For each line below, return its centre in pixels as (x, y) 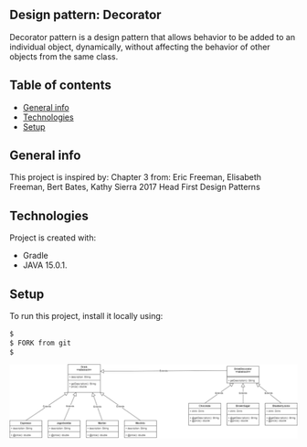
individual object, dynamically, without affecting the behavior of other (140, 47)
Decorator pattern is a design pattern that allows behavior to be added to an (152, 37)
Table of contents (60, 85)
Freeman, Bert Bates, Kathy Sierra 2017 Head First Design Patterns (135, 187)
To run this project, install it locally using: (86, 316)
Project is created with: (53, 238)
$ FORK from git (40, 343)
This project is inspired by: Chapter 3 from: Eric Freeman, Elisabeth (136, 177)
